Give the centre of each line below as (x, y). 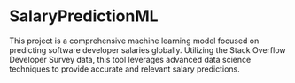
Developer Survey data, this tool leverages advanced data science (130, 59)
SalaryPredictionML (84, 16)
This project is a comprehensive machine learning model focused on (134, 41)
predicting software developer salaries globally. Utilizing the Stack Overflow (147, 49)
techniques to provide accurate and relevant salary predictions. (125, 69)
